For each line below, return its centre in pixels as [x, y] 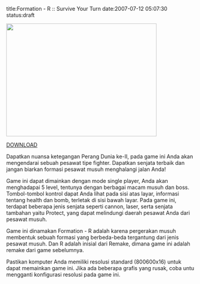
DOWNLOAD [22, 145]
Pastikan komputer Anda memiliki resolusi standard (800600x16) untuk [94, 262]
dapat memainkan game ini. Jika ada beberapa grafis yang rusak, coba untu [100, 268]
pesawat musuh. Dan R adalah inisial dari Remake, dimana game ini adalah [98, 244]
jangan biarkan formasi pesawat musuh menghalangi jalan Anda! [86, 169]
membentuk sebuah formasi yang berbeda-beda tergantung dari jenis [92, 237]
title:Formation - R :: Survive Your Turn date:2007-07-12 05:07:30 [87, 9]
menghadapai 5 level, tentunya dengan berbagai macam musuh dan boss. [98, 187]
